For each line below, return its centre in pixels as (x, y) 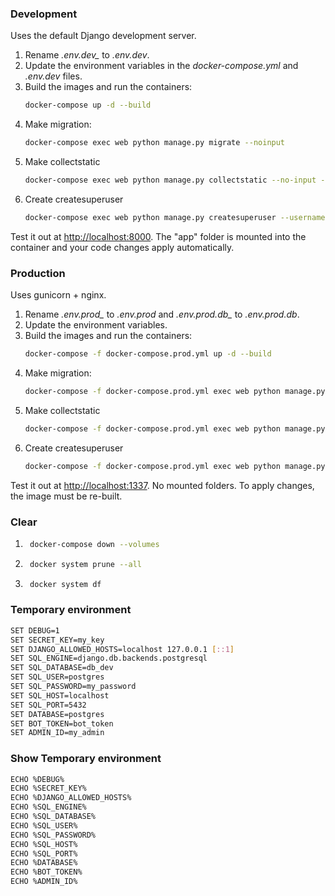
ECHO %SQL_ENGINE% (48, 807)
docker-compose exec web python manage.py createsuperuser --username (175, 217)
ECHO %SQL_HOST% (44, 844)
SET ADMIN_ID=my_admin (57, 733)
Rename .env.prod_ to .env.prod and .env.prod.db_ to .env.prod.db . (162, 314)
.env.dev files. (53, 76)
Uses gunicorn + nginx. (58, 295)
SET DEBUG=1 (35, 630)
